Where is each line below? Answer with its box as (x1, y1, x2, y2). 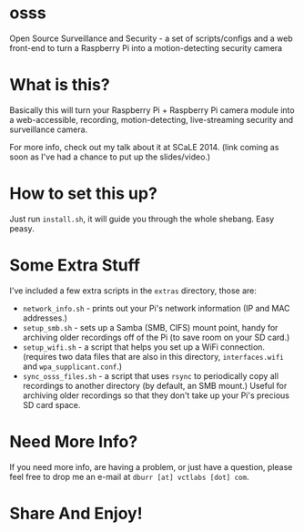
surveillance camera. (9, 124, 88, 135)
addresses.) (22, 312, 68, 323)
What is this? (9, 75, 111, 96)
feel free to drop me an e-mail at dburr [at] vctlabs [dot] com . (9, 471, 249, 482)
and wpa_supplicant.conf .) (22, 361, 123, 372)
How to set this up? (9, 183, 157, 204)
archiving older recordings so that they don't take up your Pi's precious (22, 390, 289, 401)
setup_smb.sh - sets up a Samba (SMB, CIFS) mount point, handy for (22, 322, 279, 332)
